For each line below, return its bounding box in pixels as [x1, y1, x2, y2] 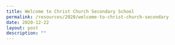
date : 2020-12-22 [6, 19, 49, 25]
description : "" [6, 30, 46, 36]
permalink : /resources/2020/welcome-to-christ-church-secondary [6, 14, 169, 20]
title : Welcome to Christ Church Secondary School [6, 8, 135, 15]
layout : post [6, 25, 39, 31]
